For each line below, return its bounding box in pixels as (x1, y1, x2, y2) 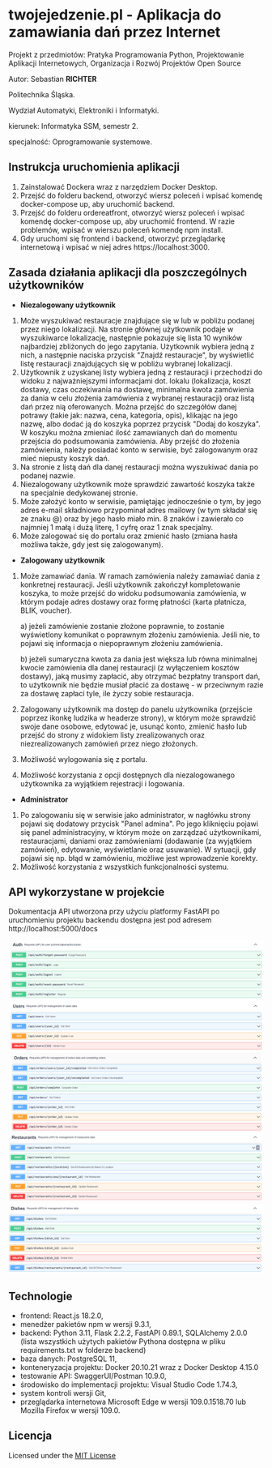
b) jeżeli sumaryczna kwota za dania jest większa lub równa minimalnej (19, 654, 257, 664)
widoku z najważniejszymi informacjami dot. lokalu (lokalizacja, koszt (19, 375, 251, 386)
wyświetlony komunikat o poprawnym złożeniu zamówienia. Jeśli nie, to (19, 630, 261, 640)
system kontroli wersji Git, (19, 1389, 107, 1398)
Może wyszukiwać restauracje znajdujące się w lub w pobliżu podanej (19, 315, 255, 325)
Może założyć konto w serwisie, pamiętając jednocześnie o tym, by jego (19, 496, 261, 506)
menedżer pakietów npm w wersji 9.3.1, (19, 1320, 151, 1329)
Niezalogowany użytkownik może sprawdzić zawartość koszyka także (19, 479, 255, 489)
